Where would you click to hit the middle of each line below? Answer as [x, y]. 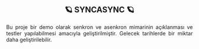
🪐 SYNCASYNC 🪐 [99, 10]
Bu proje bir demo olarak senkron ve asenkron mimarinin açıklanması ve [99, 27]
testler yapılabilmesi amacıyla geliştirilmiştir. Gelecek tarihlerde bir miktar [99, 33]
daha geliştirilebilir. [29, 40]
